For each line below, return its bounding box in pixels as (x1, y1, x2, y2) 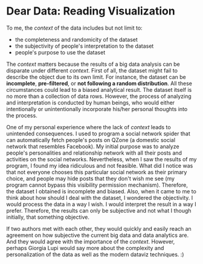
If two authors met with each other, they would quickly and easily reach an (6, 225, 192, 232)
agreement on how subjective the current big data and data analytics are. (6, 231, 189, 239)
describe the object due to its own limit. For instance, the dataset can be (6, 73, 186, 80)
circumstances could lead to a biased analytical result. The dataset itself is (6, 86, 192, 93)
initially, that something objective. (6, 213, 89, 221)
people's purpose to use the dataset (14, 48, 106, 56)
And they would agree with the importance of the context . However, (6, 237, 175, 245)
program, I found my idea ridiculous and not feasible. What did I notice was (6, 162, 193, 169)
